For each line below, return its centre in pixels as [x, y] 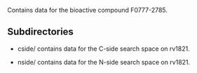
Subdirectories [40, 32]
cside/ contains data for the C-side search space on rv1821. [104, 49]
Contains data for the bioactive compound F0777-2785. [88, 10]
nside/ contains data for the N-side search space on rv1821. [104, 62]
